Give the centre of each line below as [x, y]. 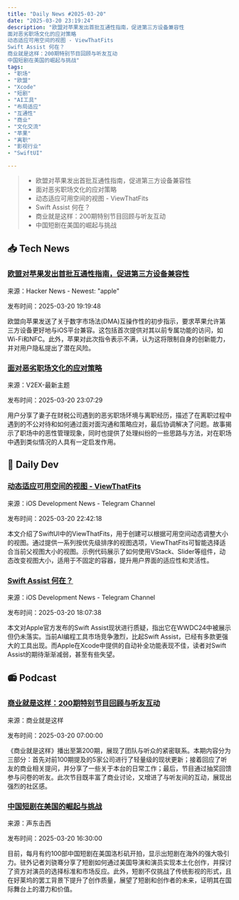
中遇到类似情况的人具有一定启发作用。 [63, 442]
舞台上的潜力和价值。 [44, 889]
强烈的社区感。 [29, 786]
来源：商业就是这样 [36, 720]
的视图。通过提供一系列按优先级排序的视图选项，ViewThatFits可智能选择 [113, 542]
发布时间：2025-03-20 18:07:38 [54, 612]
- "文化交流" [25, 126]
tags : [15, 67]
